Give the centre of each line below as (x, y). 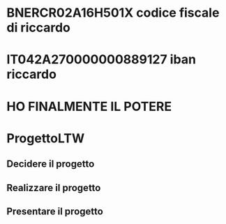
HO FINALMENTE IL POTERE (89, 106)
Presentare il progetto (55, 211)
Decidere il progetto (51, 164)
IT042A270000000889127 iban (101, 60)
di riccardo (39, 28)
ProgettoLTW (46, 138)
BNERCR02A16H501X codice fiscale (113, 13)
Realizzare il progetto (54, 187)
